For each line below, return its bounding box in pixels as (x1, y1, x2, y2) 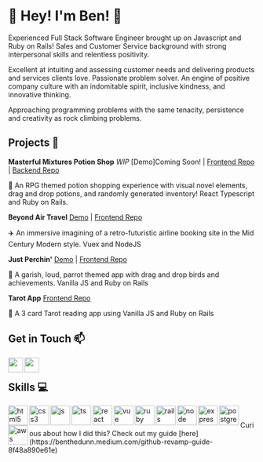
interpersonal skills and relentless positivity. (8, 49, 150, 59)
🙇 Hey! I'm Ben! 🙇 (8, 7, 122, 25)
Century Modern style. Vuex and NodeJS (8, 239, 141, 249)
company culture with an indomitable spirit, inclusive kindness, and (8, 82, 225, 91)
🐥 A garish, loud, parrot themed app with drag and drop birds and (8, 270, 220, 279)
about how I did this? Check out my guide (42, 429, 177, 438)
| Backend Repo (8, 165, 60, 175)
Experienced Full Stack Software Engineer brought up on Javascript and (8, 33, 242, 42)
